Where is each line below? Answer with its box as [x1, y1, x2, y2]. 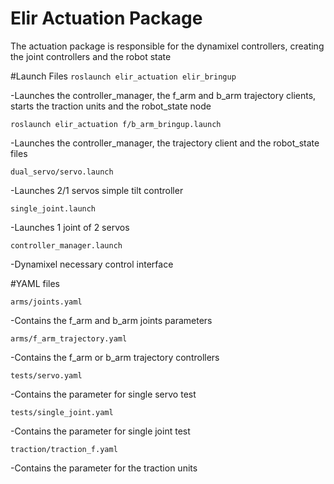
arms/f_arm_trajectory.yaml [10, 333, 128, 344]
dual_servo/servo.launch [10, 167, 114, 177]
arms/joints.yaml [10, 297, 83, 307]
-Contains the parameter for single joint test [10, 425, 191, 437]
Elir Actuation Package [10, 7, 203, 30]
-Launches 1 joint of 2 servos [10, 221, 130, 233]
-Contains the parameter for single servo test [10, 388, 197, 400]
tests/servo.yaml [10, 370, 83, 381]
